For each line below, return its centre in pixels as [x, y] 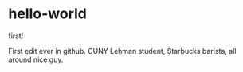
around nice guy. [36, 59]
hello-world [48, 14]
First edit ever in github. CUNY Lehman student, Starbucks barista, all [122, 51]
